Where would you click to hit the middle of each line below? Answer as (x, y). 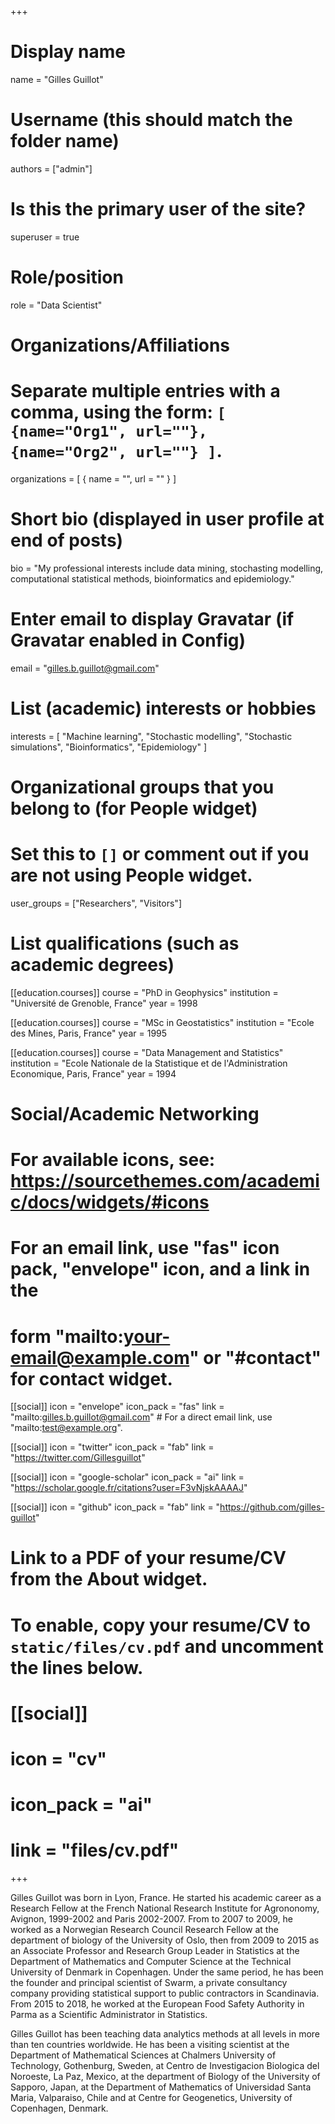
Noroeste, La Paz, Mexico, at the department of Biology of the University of (165, 2077)
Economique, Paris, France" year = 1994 (93, 1073)
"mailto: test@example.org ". (66, 1428)
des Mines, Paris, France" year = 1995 (89, 1033)
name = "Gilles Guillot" (57, 79)
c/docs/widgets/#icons (110, 1202)
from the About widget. (109, 1579)
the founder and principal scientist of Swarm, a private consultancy (149, 1983)
